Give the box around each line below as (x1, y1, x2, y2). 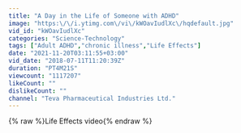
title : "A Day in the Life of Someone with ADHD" (8, 11, 180, 20)
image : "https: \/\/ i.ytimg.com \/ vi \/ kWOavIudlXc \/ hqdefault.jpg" (8, 19, 234, 27)
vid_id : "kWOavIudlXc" (8, 27, 85, 35)
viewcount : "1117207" (8, 72, 82, 80)
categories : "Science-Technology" (8, 34, 126, 43)
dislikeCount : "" (8, 86, 67, 95)
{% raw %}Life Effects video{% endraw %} (8, 116, 153, 126)
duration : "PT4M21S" (8, 64, 79, 73)
